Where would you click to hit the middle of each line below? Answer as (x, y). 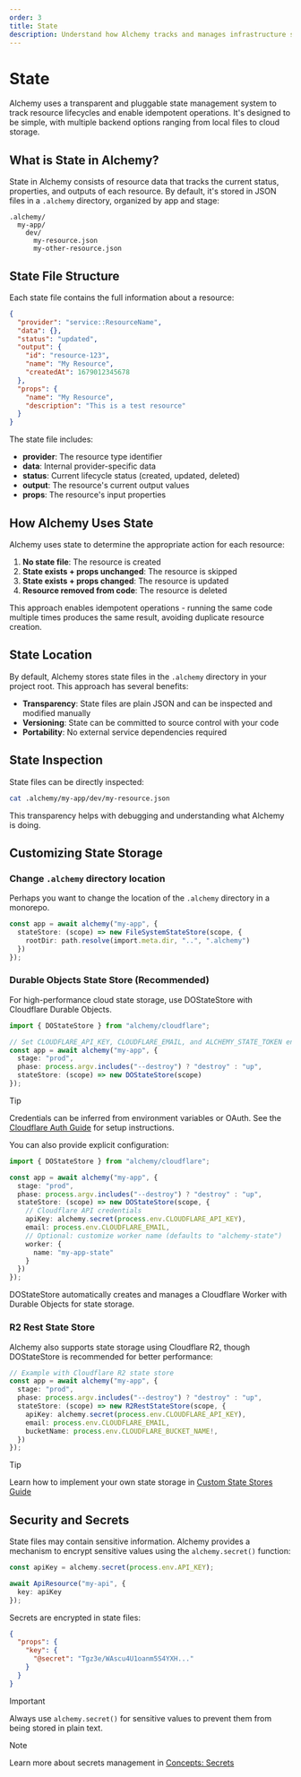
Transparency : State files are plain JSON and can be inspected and (147, 703)
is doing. (25, 824)
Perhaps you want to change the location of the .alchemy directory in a (140, 898)
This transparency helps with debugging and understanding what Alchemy (147, 815)
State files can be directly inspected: (77, 781)
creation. (26, 627)
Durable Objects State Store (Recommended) (109, 980)
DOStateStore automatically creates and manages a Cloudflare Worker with (148, 1295)
